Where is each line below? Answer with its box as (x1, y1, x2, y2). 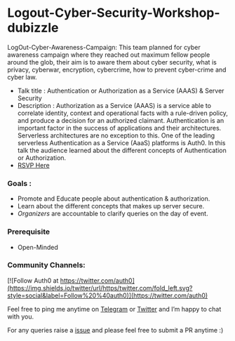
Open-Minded (17, 243, 58, 251)
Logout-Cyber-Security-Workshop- (7, 5, 220, 21)
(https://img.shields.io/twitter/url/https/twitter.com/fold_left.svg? (7, 283, 193, 292)
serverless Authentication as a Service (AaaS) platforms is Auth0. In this (17, 138, 226, 147)
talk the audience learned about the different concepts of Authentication (17, 146, 227, 154)
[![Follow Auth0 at (7, 276, 59, 285)
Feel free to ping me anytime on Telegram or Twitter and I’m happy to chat (7, 305, 222, 313)
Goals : (7, 178, 32, 188)
